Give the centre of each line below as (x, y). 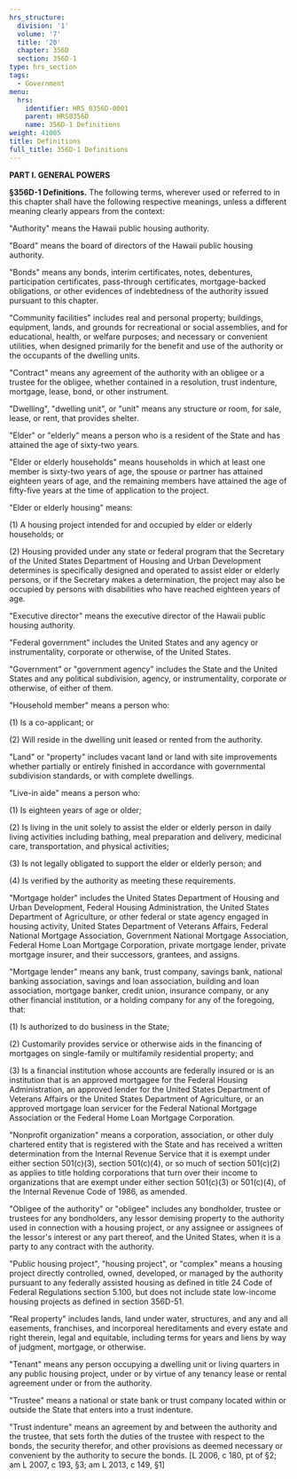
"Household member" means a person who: (90, 705)
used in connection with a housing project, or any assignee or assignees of (146, 1228)
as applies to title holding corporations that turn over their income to (133, 1173)
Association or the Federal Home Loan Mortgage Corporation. (122, 1117)
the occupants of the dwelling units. (74, 355)
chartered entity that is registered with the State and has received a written (146, 1144)
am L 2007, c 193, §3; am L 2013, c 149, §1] (87, 1464)
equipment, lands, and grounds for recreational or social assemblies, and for (148, 327)
